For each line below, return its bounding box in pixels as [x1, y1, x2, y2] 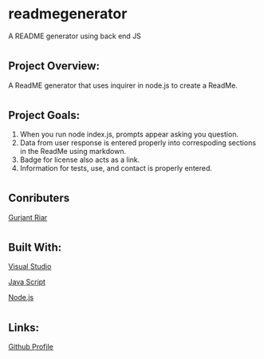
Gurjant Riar [8, 212, 48, 222]
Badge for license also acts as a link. [19, 155, 140, 164]
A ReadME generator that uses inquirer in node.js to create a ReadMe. [8, 81, 238, 90]
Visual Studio [8, 262, 52, 271]
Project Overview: [8, 59, 100, 73]
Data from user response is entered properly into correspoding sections [19, 138, 257, 148]
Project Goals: [8, 108, 81, 122]
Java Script [8, 277, 46, 287]
